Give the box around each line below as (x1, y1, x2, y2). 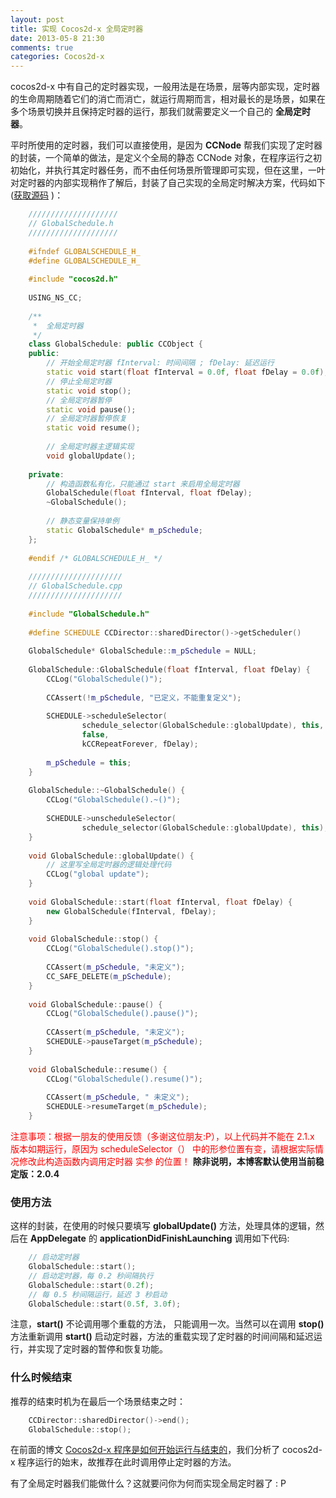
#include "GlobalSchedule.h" (28, 609, 150, 619)
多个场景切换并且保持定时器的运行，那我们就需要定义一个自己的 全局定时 (10, 106, 311, 118)
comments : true (10, 42, 74, 53)
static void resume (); (46, 423, 141, 433)
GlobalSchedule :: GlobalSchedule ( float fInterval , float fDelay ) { (28, 665, 311, 675)
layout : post (10, 14, 65, 25)
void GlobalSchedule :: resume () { (28, 1064, 168, 1075)
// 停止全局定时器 (46, 376, 112, 386)
